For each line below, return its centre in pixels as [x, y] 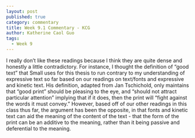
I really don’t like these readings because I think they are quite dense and [94, 60]
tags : [13, 38]
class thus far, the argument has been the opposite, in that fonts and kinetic [97, 110]
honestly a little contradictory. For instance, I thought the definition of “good [97, 66]
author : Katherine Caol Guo [40, 33]
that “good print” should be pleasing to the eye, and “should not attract [91, 91]
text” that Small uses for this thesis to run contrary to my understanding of [96, 73]
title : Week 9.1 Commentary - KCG [48, 28]
